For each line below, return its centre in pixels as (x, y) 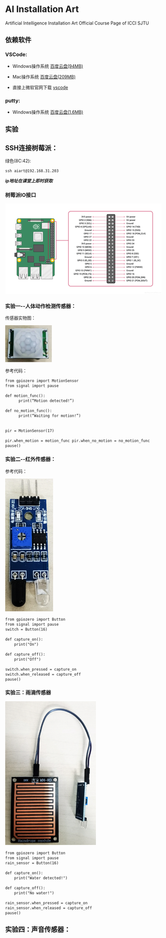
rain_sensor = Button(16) (32, 863)
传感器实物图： (20, 318)
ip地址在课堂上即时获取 (29, 181)
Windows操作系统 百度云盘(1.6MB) (48, 112)
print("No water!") (34, 893)
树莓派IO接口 (21, 195)
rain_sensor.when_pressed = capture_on (46, 903)
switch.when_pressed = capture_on (41, 669)
